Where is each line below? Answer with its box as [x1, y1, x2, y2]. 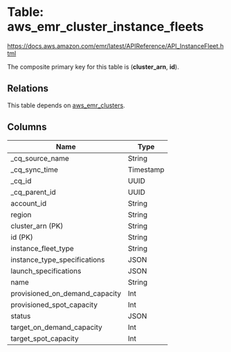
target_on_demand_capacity [10, 322, 102, 332]
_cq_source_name [10, 153, 69, 163]
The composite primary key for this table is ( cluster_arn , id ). [7, 62, 180, 71]
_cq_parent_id [10, 187, 57, 197]
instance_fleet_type [10, 243, 74, 253]
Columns [7, 121, 47, 133]
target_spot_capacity [10, 333, 79, 343]
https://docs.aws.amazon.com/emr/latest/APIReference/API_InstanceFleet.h [7, 42, 224, 50]
